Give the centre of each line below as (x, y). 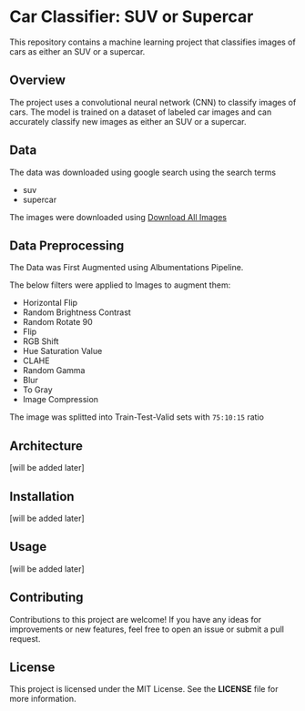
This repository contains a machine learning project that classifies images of (152, 42)
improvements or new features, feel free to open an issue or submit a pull (147, 629)
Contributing (46, 598)
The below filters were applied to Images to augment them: (120, 285)
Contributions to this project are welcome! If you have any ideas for (136, 619)
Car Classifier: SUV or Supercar (132, 17)
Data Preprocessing (67, 245)
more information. (43, 699)
